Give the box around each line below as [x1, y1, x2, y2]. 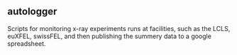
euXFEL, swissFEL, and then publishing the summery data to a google [7, 32, 211, 40]
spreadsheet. [7, 39, 46, 48]
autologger [7, 6, 57, 18]
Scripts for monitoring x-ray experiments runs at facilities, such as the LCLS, [7, 24, 231, 32]
